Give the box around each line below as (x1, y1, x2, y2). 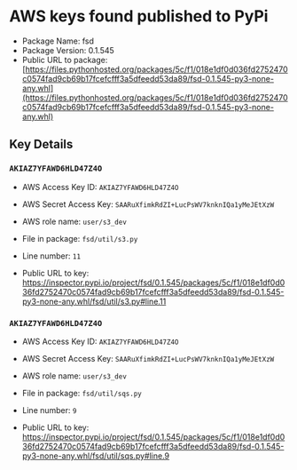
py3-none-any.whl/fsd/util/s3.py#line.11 (21, 296, 167, 307)
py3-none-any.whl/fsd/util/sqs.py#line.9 (21, 450, 170, 461)
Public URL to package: (21, 54, 108, 65)
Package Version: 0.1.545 (21, 44, 115, 55)
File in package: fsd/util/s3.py (21, 233, 138, 243)
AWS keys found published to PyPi (9, 6, 269, 27)
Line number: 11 (21, 251, 82, 261)
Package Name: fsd (21, 36, 95, 46)
